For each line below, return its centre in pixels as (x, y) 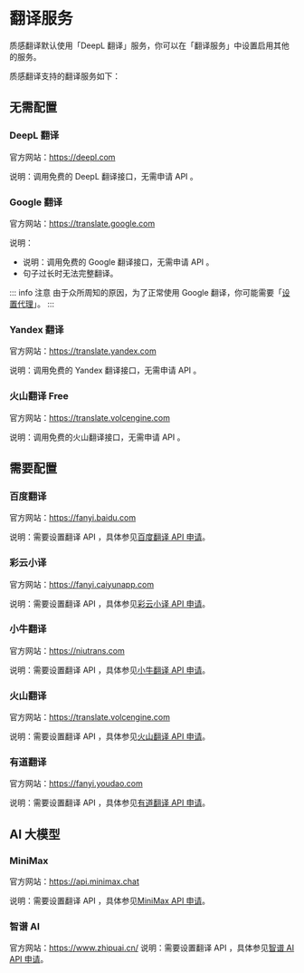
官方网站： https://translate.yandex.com (83, 351)
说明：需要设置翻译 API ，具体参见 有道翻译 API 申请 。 (110, 803)
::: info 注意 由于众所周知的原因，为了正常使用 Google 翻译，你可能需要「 (146, 292)
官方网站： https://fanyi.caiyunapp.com (82, 584)
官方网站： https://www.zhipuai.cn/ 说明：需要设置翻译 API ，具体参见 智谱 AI (152, 948)
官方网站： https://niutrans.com (67, 650)
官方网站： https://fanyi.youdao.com (76, 783)
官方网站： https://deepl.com (62, 157)
